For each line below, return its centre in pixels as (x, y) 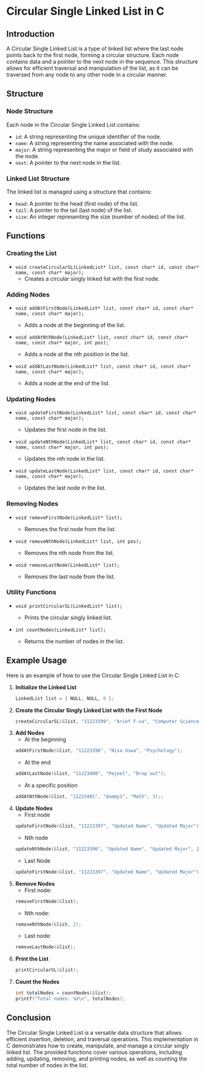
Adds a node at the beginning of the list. (75, 325)
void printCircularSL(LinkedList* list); (69, 606)
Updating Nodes (31, 399)
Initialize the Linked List (46, 687)
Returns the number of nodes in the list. (74, 641)
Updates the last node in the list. (65, 488)
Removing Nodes (32, 504)
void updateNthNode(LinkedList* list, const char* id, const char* (103, 442)
